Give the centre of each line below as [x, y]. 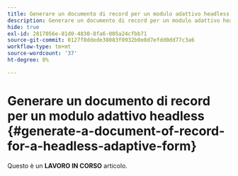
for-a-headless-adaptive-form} [102, 146]
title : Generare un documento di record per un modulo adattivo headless [119, 14]
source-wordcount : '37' [42, 54]
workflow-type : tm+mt [39, 47]
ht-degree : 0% [28, 60]
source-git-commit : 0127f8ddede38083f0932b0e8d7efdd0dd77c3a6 [101, 40]
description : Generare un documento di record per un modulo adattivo [114, 20]
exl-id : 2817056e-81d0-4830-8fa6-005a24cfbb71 [77, 34]
